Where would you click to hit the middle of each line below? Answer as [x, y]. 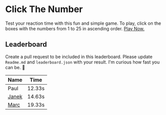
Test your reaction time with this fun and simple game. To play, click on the [83, 23]
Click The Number [44, 9]
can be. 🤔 [15, 67]
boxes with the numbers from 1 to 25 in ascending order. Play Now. [75, 28]
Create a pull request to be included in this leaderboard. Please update [79, 56]
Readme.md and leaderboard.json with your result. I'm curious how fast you [82, 62]
